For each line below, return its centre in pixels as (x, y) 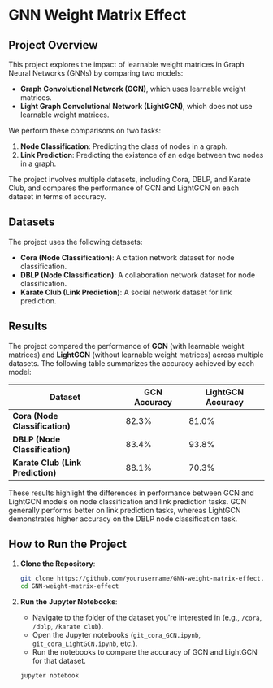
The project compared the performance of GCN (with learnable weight (126, 346)
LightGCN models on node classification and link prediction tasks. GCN (128, 501)
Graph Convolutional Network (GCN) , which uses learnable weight (133, 89)
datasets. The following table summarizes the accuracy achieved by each (131, 363)
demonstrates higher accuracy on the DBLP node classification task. (123, 519)
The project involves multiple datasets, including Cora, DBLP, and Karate (130, 179)
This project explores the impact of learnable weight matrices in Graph (127, 64)
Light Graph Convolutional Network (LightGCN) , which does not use (136, 106)
